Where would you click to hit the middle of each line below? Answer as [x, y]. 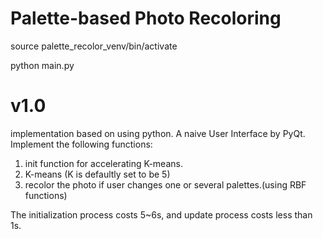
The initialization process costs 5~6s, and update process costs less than [161, 214]
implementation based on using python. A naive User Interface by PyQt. [158, 133]
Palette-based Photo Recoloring [146, 18]
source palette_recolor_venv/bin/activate [94, 46]
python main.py [42, 65]
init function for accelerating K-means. [103, 163]
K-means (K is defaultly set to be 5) [97, 174]
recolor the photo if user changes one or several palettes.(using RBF [165, 184]
